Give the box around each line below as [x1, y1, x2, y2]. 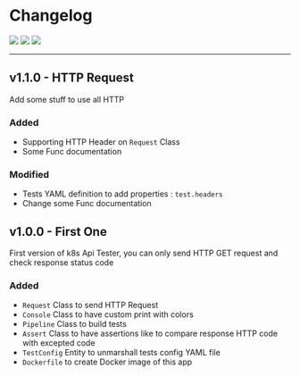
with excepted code [21, 338, 96, 348]
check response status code [9, 257, 114, 268]
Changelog [9, 5, 93, 26]
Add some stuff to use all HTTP [9, 94, 125, 104]
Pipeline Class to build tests [21, 319, 127, 330]
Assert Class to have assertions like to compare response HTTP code [21, 328, 279, 339]
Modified [9, 168, 50, 180]
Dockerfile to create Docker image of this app [21, 356, 193, 367]
